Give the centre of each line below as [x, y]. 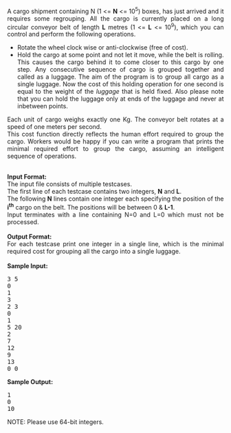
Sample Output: [30, 381]
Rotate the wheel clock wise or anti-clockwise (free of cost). [102, 48]
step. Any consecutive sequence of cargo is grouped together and [120, 70]
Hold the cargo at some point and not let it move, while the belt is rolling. [120, 55]
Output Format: [30, 236]
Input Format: [27, 177]
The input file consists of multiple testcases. [70, 184]
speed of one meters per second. [54, 127]
